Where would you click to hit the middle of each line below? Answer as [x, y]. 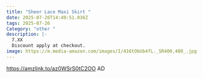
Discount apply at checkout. [49, 46]
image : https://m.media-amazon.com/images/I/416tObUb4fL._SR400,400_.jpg [102, 51]
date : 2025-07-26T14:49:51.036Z [47, 18]
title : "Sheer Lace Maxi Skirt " [49, 12]
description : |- [27, 34]
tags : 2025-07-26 [28, 23]
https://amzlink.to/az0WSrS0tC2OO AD [56, 68]
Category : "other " [31, 29]
